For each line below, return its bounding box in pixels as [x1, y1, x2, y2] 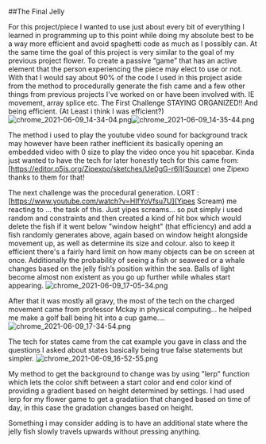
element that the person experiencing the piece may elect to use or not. [8, 64, 243, 74]
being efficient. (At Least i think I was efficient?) [8, 106, 164, 116]
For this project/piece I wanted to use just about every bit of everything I [8, 22, 245, 31]
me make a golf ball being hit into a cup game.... [8, 313, 165, 322]
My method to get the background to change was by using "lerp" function [8, 369, 250, 378]
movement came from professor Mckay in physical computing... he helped [8, 305, 252, 314]
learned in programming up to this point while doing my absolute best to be [8, 31, 254, 40]
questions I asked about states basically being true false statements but [8, 346, 244, 354]
